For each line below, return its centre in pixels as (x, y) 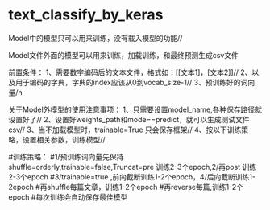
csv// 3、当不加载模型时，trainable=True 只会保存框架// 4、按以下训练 (125, 130)
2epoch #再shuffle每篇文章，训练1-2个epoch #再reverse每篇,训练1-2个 (126, 187)
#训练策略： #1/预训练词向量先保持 (66, 156)
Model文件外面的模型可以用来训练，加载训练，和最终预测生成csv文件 (124, 55)
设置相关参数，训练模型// (64, 139)
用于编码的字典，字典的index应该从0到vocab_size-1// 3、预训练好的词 (131, 82)
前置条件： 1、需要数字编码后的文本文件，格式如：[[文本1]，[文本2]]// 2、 (130, 72)
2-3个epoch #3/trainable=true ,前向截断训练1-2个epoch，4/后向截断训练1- (132, 177)
